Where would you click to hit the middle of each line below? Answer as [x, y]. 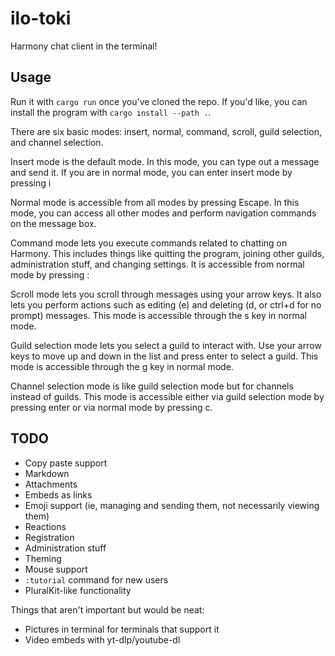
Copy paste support [66, 463]
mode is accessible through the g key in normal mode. [122, 366]
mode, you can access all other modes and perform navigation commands [163, 213]
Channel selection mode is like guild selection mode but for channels [152, 386]
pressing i [31, 183]
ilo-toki [41, 18]
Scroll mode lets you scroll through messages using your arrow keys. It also [166, 294]
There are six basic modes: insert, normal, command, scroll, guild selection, [166, 131]
